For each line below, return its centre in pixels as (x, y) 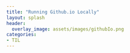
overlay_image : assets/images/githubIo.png (68, 29)
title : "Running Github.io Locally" (53, 12)
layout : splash (26, 18)
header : (16, 23)
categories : (21, 35)
